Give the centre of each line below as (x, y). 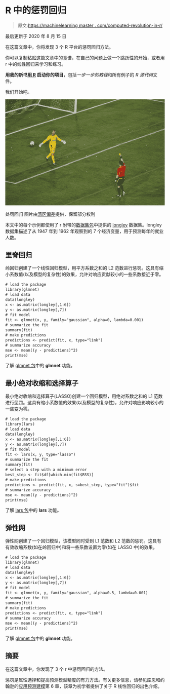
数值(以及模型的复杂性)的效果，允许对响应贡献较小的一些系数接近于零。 (89, 275)
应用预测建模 (32, 686)
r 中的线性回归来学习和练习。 (36, 64)
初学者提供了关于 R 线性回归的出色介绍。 (119, 686)
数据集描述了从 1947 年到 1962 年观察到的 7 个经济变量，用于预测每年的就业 (84, 231)
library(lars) (20, 424)
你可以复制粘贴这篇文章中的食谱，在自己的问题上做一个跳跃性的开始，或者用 (85, 57)
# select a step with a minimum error (46, 470)
